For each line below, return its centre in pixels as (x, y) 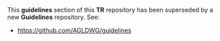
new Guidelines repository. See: (54, 17)
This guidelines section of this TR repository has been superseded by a (110, 10)
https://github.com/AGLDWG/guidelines (74, 30)
